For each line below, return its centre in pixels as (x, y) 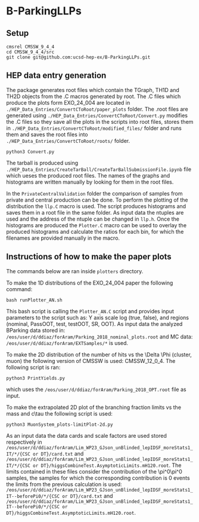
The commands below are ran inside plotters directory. (75, 271)
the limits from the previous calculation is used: (64, 484)
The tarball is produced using (42, 163)
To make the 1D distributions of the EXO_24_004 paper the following (90, 283)
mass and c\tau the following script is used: (60, 413)
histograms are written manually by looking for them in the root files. (90, 182)
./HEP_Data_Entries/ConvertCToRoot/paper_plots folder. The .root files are (97, 109)
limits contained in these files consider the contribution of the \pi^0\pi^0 (94, 471)
